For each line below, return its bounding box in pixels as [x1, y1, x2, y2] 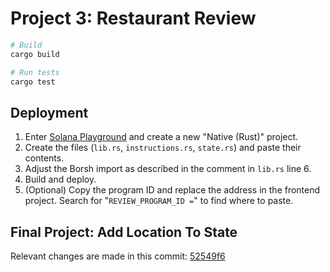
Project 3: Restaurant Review [10, 7, 257, 30]
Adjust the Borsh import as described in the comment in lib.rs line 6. [24, 163, 312, 175]
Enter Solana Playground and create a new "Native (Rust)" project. [24, 131, 299, 143]
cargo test [10, 77, 56, 87]
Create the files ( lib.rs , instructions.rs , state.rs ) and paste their [24, 142, 302, 154]
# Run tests [10, 67, 60, 77]
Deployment [10, 104, 89, 121]
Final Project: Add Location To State [10, 223, 238, 241]
